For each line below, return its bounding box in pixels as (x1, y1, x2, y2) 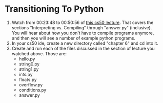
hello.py (19, 56, 35, 62)
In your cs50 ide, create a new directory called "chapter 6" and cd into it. (11, 40, 159, 46)
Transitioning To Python (4, 3, 104, 15)
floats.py (19, 77, 37, 82)
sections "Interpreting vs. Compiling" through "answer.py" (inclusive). (11, 24, 152, 30)
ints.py (19, 71, 33, 77)
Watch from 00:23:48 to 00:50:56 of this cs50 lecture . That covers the (11, 20, 154, 25)
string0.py (19, 61, 40, 67)
